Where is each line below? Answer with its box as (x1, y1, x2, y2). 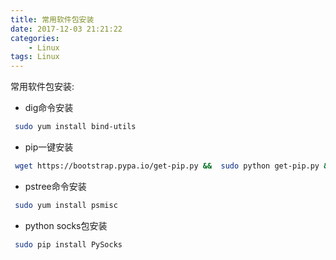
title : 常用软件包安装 (10, 14, 95, 25)
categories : (10, 33, 60, 43)
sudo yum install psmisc (14, 200, 118, 210)
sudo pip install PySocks (14, 239, 123, 250)
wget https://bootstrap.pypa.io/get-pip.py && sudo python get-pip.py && (14, 161, 333, 171)
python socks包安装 (24, 219, 108, 231)
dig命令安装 (24, 102, 74, 114)
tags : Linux (10, 52, 60, 62)
